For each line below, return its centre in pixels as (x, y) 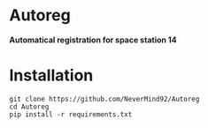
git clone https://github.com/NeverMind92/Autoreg (104, 99)
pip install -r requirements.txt (71, 114)
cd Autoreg (29, 107)
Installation (51, 75)
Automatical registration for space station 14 (93, 40)
